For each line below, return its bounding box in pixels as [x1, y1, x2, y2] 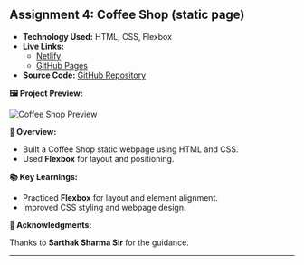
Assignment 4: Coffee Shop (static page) [9, 7, 245, 23]
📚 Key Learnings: [9, 171, 79, 182]
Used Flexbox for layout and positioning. [22, 153, 175, 164]
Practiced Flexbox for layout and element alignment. [22, 192, 219, 203]
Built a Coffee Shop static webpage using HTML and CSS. [22, 144, 239, 155]
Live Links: [22, 41, 65, 52]
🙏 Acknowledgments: [9, 219, 92, 230]
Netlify [35, 50, 62, 62]
